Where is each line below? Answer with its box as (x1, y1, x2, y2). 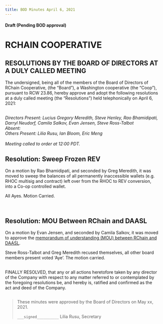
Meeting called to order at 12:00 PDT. (5, 141, 81, 147)
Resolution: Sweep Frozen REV (5, 155, 101, 163)
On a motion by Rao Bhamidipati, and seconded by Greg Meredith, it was (5, 168, 151, 174)
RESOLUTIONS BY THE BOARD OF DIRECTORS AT (5, 59, 159, 67)
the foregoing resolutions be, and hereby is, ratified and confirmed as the (5, 279, 152, 285)
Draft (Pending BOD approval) (5, 23, 67, 28)
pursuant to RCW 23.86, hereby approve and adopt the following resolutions (5, 90, 159, 96)
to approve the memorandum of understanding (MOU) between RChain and (5, 235, 157, 241)
